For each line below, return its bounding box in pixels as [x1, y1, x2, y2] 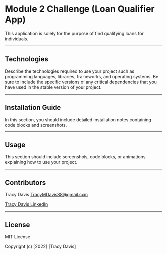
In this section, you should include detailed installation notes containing [5, 116, 152, 123]
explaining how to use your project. [5, 159, 78, 165]
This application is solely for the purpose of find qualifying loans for [5, 30, 144, 36]
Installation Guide [5, 103, 61, 112]
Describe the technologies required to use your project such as [5, 68, 135, 74]
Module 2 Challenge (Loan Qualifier [5, 3, 155, 15]
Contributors [5, 178, 46, 187]
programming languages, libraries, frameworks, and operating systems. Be [5, 73, 159, 79]
